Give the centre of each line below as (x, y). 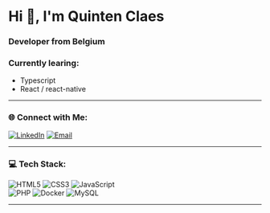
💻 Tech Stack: (37, 164)
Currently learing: (44, 63)
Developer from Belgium (57, 42)
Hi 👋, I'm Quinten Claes (86, 16)
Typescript (38, 80)
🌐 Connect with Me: (48, 117)
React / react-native (53, 89)
